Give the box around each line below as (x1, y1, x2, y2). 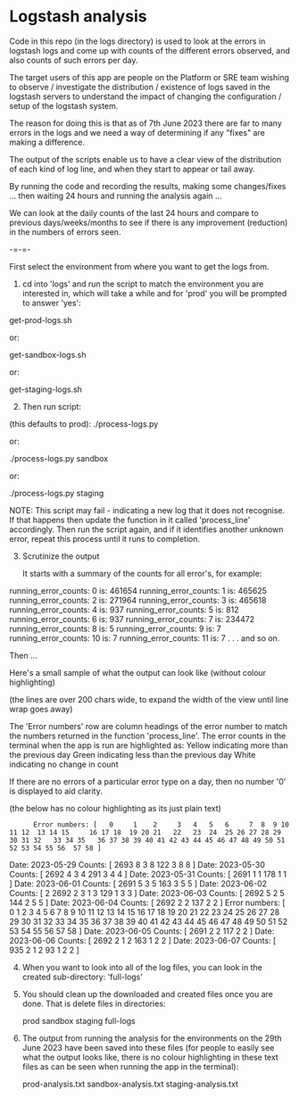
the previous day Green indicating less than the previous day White (9, 749, 256, 760)
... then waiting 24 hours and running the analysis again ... (9, 190, 222, 201)
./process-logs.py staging (9, 487, 104, 498)
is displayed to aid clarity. (9, 786, 103, 796)
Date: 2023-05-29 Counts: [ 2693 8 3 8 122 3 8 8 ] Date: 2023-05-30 (9, 859, 266, 869)
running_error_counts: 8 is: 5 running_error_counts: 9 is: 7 (9, 623, 221, 634)
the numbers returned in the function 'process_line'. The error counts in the (9, 730, 287, 741)
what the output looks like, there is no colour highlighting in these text (21, 1052, 278, 1062)
